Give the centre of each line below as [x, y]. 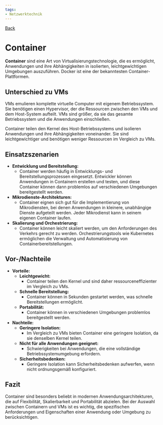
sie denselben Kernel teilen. [54, 338]
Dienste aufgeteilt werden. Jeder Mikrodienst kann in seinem [80, 213]
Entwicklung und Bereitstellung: [45, 166]
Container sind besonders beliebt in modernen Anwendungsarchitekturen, [79, 396]
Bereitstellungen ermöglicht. [55, 302]
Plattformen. [18, 77]
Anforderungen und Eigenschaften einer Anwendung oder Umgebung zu [78, 412]
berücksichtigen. [22, 417]
